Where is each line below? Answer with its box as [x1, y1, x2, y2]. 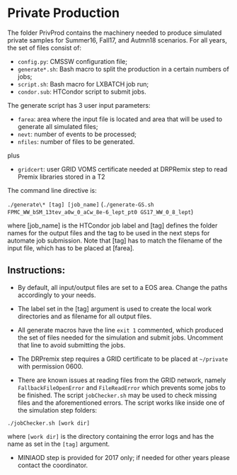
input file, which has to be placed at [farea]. [7, 243, 134, 252]
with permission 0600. [17, 362, 83, 370]
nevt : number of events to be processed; [17, 130, 137, 138]
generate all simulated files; [17, 122, 98, 130]
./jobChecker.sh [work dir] [7, 420, 91, 427]
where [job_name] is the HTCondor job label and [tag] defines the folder [7, 221, 218, 230]
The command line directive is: [7, 186, 97, 194]
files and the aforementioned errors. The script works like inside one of [17, 398, 225, 407]
